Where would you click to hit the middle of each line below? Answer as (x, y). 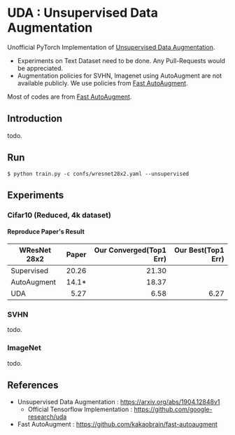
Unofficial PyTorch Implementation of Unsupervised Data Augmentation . (111, 47)
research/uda (47, 417)
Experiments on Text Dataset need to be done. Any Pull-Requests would (121, 60)
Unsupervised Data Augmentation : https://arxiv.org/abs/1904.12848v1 (119, 402)
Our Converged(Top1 (130, 250)
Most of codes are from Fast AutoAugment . (70, 97)
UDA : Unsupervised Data (83, 13)
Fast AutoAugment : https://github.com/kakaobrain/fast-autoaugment (117, 424)
